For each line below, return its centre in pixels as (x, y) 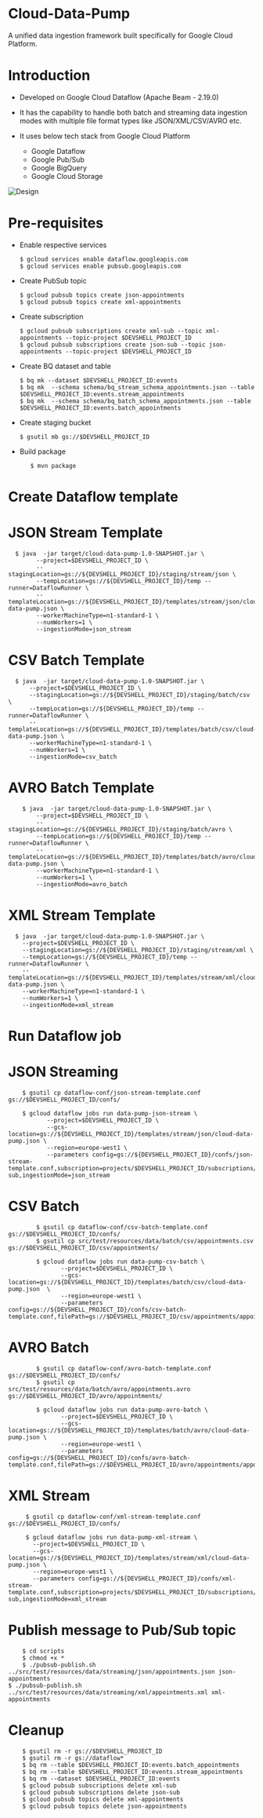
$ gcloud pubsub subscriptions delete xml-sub (99, 1785)
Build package (43, 451)
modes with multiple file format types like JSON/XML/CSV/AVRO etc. (130, 120)
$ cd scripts (43, 1651)
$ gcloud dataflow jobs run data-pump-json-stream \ (110, 1113)
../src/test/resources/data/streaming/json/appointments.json (112, 1672)
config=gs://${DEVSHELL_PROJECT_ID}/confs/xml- (157, 1579)
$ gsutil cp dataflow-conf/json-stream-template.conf (112, 1093)
